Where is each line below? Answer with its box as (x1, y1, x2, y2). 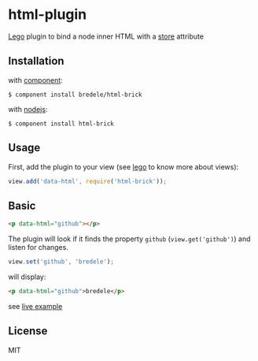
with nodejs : (8, 104, 48, 114)
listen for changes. (8, 243, 68, 252)
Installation (8, 54, 64, 68)
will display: (8, 272, 46, 281)
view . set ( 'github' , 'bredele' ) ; (8, 258, 114, 266)
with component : (8, 75, 63, 84)
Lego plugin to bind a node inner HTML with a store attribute (8, 32, 205, 41)
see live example (8, 301, 63, 311)
